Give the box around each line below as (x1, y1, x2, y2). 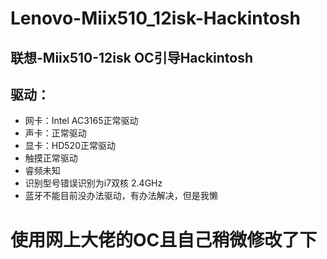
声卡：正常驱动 (24, 127, 87, 139)
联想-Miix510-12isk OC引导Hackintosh (10, 49, 254, 66)
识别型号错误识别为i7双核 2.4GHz (24, 177, 163, 189)
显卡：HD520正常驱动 (24, 140, 116, 152)
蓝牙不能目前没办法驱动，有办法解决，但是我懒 (24, 190, 218, 202)
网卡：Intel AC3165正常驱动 (24, 115, 139, 127)
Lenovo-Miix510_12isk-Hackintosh (10, 7, 301, 30)
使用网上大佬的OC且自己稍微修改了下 (10, 228, 318, 251)
